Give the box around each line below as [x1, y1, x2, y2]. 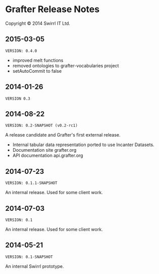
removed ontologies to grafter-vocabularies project [12, 62, 119, 69]
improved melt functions [12, 57, 64, 63]
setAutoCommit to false [12, 68, 62, 74]
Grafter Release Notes [5, 4, 100, 15]
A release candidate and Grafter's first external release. [5, 132, 121, 138]
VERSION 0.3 [5, 96, 30, 101]
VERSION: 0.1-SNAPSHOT [5, 254, 53, 259]
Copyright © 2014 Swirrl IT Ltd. [5, 20, 71, 26]
